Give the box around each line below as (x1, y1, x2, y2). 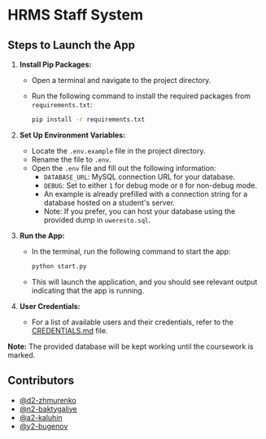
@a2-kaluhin (19, 412, 63, 422)
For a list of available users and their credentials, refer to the (31, 317, 233, 327)
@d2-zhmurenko (19, 395, 76, 405)
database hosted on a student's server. (43, 198, 176, 207)
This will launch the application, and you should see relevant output (31, 276, 258, 286)
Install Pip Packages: (19, 59, 92, 69)
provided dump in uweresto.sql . (43, 215, 151, 224)
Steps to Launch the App (7, 38, 136, 52)
